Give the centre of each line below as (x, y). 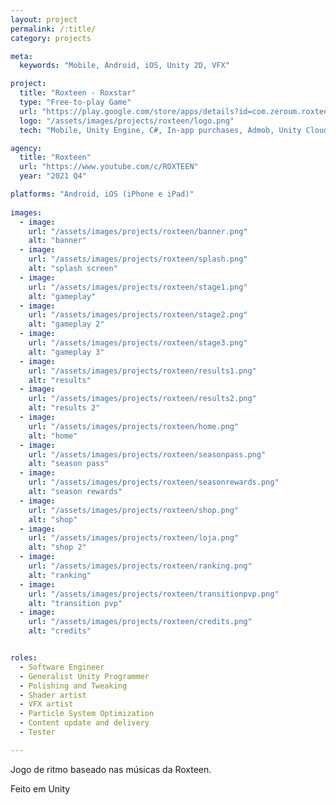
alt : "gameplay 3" (66, 352)
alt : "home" (53, 436)
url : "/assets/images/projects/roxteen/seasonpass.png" (147, 454)
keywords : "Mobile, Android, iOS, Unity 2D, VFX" (124, 66)
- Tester (37, 732)
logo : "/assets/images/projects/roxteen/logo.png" (127, 121)
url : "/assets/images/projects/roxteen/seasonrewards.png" (154, 482)
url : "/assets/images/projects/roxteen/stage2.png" (138, 315)
